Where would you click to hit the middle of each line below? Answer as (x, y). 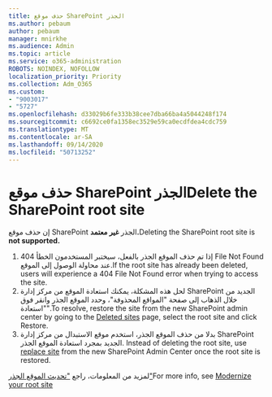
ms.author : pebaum (39, 24)
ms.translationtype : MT (49, 129)
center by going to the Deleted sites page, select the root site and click (138, 317)
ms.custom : (27, 92)
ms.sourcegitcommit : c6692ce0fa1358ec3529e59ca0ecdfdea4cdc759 (118, 122)
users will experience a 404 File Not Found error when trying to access (139, 274)
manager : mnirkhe (38, 39)
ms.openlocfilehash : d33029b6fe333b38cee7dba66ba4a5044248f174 (118, 115)
